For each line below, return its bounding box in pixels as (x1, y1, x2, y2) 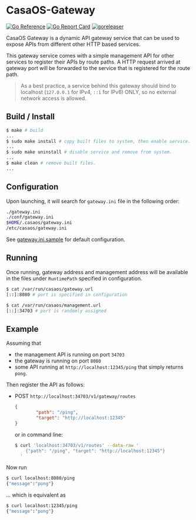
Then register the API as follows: (6, 381, 85, 388)
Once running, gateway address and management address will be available (6, 268, 188, 275)
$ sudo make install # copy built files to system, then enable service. (6, 138, 191, 144)
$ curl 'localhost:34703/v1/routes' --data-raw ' (14, 442, 139, 448)
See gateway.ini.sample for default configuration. (6, 236, 125, 243)
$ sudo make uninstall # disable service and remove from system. (6, 149, 172, 155)
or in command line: (14, 431, 63, 438)
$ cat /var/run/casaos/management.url (6, 302, 101, 308)
